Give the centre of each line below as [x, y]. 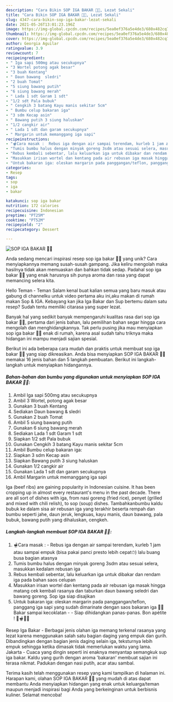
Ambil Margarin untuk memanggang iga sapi [60, 477]
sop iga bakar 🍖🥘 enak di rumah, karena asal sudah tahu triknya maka [80, 333]
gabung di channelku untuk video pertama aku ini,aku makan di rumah [80, 296]
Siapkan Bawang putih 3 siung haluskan [55, 460]
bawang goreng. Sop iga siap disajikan [54, 596]
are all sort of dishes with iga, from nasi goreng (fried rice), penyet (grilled [84, 498]
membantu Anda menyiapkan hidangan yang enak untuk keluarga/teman [83, 683]
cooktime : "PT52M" [25, 220]
